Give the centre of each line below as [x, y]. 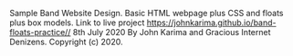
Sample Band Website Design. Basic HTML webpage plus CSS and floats [146, 13]
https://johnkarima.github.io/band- [211, 23]
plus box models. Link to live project [77, 23]
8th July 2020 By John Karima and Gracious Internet [172, 32]
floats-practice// [40, 32]
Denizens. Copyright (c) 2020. [66, 42]
